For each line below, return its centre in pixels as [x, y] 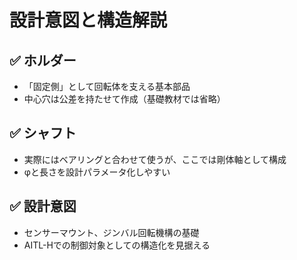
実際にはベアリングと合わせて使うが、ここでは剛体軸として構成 [155, 159]
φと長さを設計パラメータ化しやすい [97, 172]
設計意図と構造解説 [88, 20]
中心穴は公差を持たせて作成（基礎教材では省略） [124, 99]
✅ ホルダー [43, 60]
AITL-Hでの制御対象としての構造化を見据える [117, 245]
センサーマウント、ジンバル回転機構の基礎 [111, 232]
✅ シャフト [43, 133]
